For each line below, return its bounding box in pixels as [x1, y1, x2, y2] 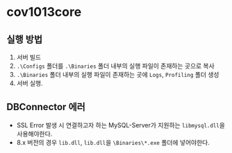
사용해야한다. [16, 129, 53, 138]
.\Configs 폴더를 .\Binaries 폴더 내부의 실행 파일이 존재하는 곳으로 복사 [16, 62, 215, 70]
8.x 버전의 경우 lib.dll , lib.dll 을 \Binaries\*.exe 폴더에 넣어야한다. [16, 138, 210, 146]
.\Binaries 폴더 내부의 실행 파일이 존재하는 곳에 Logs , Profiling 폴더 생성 [16, 71, 219, 78]
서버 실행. [16, 79, 43, 87]
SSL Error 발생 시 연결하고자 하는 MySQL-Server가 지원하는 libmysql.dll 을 [16, 120, 225, 129]
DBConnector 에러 [6, 101, 86, 113]
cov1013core [6, 4, 82, 20]
